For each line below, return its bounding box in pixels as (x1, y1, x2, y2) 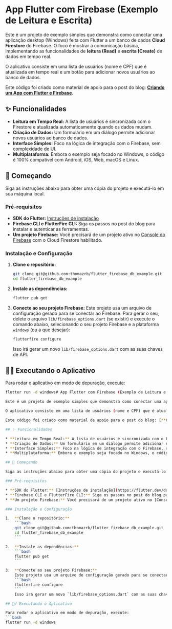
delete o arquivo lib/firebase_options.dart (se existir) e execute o (12, 315, 155, 322)
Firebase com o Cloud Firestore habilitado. (12, 237, 103, 243)
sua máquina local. (5, 190, 45, 196)
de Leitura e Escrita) (5, 14, 93, 26)
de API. (12, 351, 28, 357)
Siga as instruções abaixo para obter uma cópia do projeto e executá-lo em (5, 185, 164, 191)
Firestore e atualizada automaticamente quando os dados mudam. (12, 123, 153, 130)
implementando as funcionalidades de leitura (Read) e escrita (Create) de (5, 48, 163, 54)
